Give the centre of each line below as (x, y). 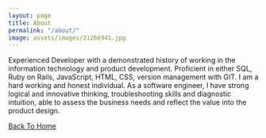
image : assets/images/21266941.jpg (67, 38)
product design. (34, 111)
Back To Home (33, 126)
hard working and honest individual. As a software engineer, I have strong (129, 86)
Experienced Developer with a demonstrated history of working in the (122, 60)
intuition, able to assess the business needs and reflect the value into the (127, 102)
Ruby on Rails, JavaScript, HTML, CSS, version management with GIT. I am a (133, 77)
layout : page (30, 15)
